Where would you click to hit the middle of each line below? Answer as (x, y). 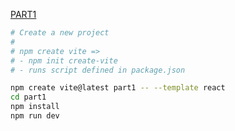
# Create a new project (60, 33)
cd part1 (28, 97)
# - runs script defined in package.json (98, 70)
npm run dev (35, 116)
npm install (35, 107)
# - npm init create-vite (64, 60)
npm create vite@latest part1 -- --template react (118, 88)
